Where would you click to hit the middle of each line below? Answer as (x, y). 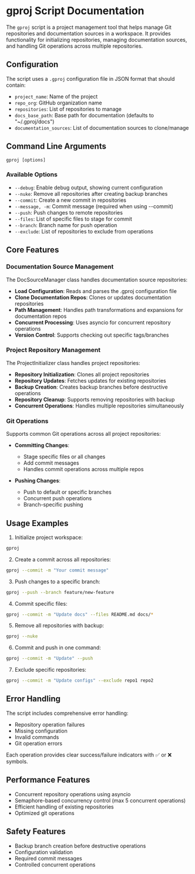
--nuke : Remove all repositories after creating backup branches (91, 193)
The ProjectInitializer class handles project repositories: (73, 363)
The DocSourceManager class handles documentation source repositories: (97, 280)
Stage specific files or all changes (64, 457)
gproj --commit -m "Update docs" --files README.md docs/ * (80, 615)
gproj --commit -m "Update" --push (50, 659)
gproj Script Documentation (75, 11)
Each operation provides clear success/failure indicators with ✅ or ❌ (89, 755)
